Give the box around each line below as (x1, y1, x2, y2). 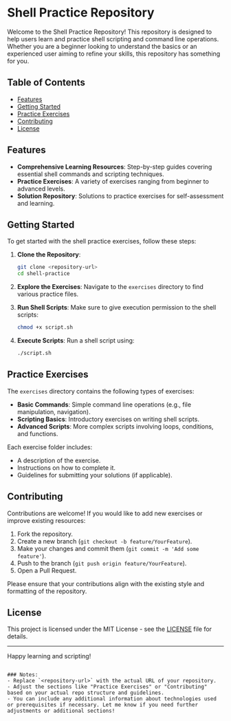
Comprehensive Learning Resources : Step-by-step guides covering (16, 162, 212, 171)
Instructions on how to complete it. (16, 463, 115, 472)
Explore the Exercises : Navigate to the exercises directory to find (16, 283, 204, 291)
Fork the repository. (16, 530, 74, 538)
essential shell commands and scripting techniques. (16, 170, 164, 178)
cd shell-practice (16, 270, 70, 277)
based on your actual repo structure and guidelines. (7, 689, 165, 696)
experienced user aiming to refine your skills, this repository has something (7, 50, 221, 58)
